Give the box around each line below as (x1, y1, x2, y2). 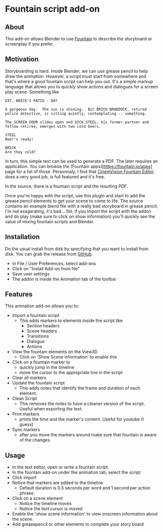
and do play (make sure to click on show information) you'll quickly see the (5, 213, 155, 219)
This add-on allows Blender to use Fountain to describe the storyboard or (5, 36, 152, 42)
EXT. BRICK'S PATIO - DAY (5, 98, 57, 103)
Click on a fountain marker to (12, 359, 71, 365)
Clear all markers (12, 375, 47, 381)
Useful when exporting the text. (19, 406, 83, 412)
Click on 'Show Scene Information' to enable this (19, 354, 117, 360)
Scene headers (26, 328, 57, 334)
